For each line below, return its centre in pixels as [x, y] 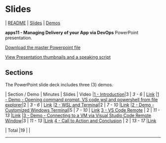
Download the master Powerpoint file [43, 47]
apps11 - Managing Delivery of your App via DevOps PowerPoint [72, 32]
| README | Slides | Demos [33, 23]
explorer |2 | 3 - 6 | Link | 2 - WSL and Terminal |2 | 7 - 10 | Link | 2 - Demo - [80, 105]
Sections [19, 73]
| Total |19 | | [18, 130]
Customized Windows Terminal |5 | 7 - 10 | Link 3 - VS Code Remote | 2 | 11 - [83, 110]
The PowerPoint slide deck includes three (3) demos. [59, 84]
